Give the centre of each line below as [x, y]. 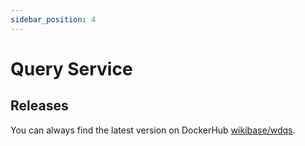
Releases [39, 106]
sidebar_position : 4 [53, 19]
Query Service [71, 68]
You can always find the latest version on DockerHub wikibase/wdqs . [153, 130]
